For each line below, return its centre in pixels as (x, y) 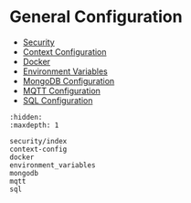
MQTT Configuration (61, 91)
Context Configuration (64, 51)
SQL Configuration (58, 100)
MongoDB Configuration (69, 80)
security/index (38, 141)
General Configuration (96, 17)
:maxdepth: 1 (34, 125)
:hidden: (26, 117)
